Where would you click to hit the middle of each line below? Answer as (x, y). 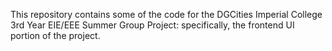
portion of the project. (55, 35)
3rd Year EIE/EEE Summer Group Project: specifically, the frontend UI (152, 25)
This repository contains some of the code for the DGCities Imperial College (166, 14)
